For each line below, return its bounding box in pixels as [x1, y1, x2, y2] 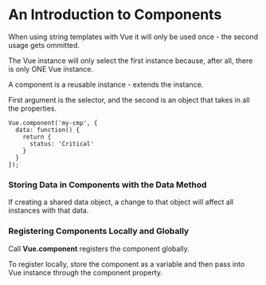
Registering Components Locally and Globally [8, 225, 190, 236]
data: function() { [15, 126, 80, 134]
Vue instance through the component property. [8, 267, 163, 277]
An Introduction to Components [8, 6, 222, 24]
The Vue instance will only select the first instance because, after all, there [8, 56, 253, 65]
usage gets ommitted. [8, 40, 80, 49]
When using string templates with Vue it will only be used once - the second [8, 32, 259, 41]
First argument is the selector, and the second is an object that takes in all [8, 95, 250, 104]
